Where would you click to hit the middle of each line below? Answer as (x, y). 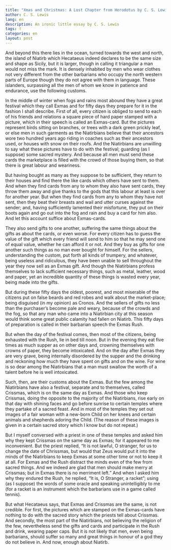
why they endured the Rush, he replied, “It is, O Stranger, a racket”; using (82, 478)
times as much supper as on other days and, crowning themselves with (80, 345)
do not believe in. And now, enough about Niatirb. (57, 542)
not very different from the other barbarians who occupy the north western (84, 74)
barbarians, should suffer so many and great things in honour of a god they (84, 536)
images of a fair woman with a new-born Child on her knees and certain (81, 414)
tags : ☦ (13, 29)
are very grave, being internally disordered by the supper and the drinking (83, 356)
